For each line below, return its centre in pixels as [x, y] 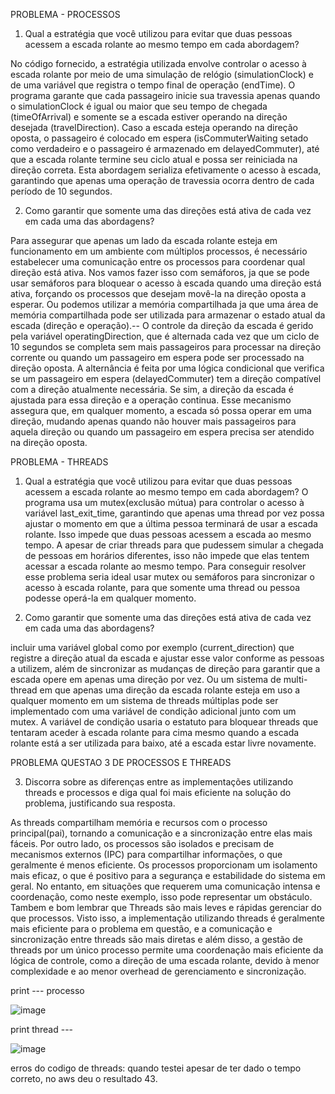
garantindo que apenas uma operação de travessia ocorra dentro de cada [162, 180]
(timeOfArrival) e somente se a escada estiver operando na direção [149, 117]
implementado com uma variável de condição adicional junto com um [153, 711]
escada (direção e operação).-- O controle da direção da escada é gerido [162, 325]
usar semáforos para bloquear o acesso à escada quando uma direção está [166, 283]
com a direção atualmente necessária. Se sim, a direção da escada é [152, 389]
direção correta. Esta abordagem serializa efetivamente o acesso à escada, [166, 170]
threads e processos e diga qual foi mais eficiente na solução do [158, 792]
